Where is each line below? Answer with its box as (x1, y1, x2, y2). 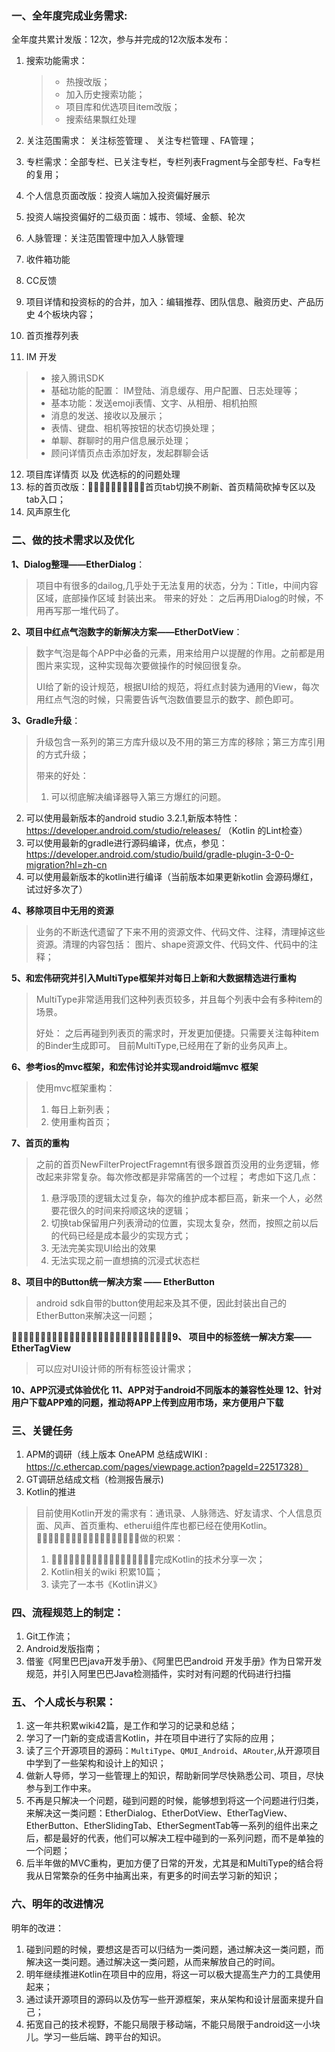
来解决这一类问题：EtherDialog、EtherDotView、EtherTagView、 (25, 1807, 293, 1819)
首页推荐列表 (25, 330, 79, 342)
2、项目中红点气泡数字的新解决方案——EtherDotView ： (11, 625, 243, 637)
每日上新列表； (50, 1103, 113, 1115)
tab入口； (25, 493, 66, 506)
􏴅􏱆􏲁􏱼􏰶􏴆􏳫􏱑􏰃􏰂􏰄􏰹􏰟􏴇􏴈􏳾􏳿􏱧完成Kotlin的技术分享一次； (50, 1553, 266, 1565)
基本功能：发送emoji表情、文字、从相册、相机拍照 (50, 397, 258, 409)
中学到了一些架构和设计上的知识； (25, 1757, 167, 1769)
